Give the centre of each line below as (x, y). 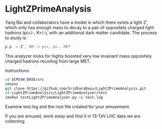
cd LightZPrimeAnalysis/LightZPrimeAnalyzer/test (56, 93)
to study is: (16, 38)
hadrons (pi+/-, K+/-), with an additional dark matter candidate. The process (81, 32)
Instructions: (17, 70)
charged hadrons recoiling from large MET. (48, 61)
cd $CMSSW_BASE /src (25, 79)
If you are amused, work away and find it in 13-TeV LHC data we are (73, 116)
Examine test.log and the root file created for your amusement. (68, 107)
